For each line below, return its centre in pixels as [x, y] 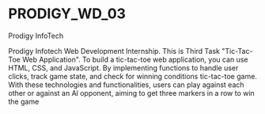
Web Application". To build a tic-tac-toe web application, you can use [135, 59]
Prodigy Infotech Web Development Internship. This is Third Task [114, 51]
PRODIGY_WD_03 [67, 14]
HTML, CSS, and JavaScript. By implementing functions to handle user [123, 67]
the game [24, 101]
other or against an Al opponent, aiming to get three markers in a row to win [131, 93]
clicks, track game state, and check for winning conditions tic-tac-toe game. [132, 76]
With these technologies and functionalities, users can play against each [126, 85]
